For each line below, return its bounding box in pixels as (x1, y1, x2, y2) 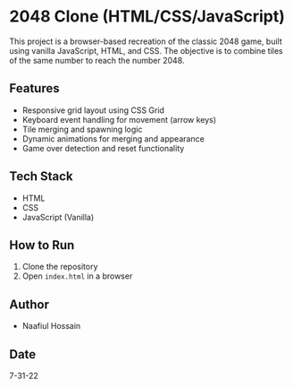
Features (9, 81, 60, 96)
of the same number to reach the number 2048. (9, 55, 185, 65)
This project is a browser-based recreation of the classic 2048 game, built (9, 36, 283, 47)
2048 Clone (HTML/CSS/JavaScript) (9, 6, 286, 27)
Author (9, 297, 49, 312)
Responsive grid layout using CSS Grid (21, 105, 165, 116)
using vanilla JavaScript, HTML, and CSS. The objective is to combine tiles (9, 45, 283, 56)
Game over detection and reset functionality (21, 142, 185, 153)
